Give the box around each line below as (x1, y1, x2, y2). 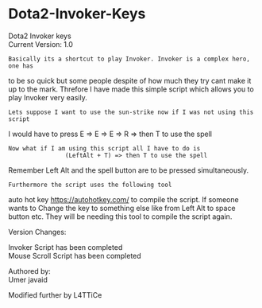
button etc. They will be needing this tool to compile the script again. (8, 212, 233, 221)
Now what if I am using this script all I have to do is (8, 144, 201, 152)
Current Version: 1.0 (8, 39, 73, 49)
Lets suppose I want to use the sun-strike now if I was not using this (8, 108, 254, 116)
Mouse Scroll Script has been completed (8, 251, 141, 260)
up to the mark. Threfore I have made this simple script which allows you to (8, 84, 254, 94)
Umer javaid (8, 275, 48, 284)
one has (8, 61, 34, 70)
